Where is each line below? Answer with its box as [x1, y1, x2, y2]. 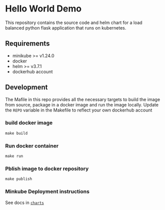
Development [5, 83, 48, 91]
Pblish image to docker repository [5, 165, 89, 172]
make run [5, 153, 23, 159]
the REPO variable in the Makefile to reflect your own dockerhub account [5, 107, 153, 113]
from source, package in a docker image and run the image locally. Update [5, 101, 159, 107]
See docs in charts [5, 199, 44, 205]
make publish [5, 176, 32, 181]
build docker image [5, 119, 53, 126]
